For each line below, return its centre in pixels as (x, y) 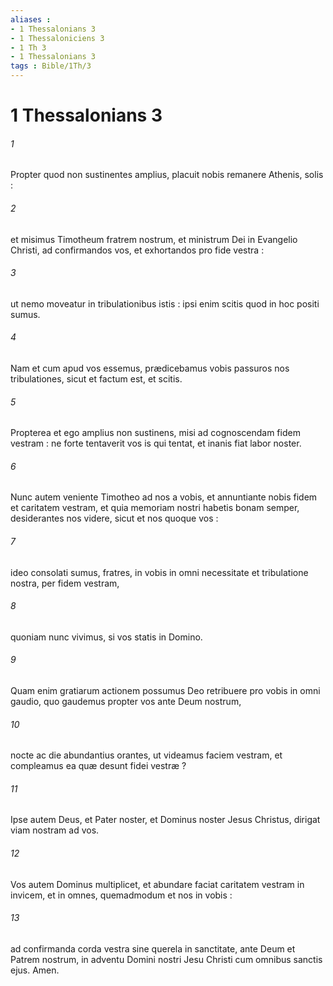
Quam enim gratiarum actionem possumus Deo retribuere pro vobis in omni (165, 691)
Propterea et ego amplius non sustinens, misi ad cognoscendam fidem (155, 433)
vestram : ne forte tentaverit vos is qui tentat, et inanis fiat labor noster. (156, 443)
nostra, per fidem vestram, (65, 583)
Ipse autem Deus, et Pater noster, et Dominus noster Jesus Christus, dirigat (165, 820)
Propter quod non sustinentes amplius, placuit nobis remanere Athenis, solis (167, 175)
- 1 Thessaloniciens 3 (57, 38)
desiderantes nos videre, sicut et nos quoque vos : (114, 518)
